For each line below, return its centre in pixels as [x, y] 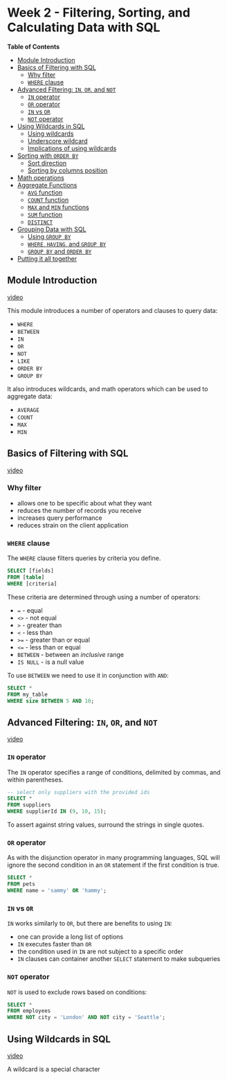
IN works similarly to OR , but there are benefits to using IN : [90, 924]
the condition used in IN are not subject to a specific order [100, 952]
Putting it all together [47, 258]
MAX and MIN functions [58, 207]
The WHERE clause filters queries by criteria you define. [84, 558]
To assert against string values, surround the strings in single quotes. [106, 825]
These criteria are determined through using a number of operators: [104, 597]
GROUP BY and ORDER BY [60, 251]
